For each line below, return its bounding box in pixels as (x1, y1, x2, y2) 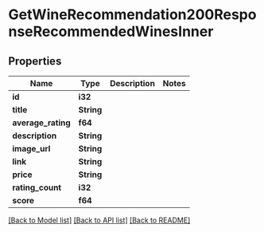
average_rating (12, 117, 72, 128)
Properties (8, 54, 62, 68)
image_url (12, 144, 51, 154)
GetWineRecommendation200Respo (8, 6, 257, 24)
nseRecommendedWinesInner (8, 22, 214, 41)
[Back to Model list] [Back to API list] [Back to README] (8, 215, 191, 225)
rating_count (12, 182, 62, 193)
